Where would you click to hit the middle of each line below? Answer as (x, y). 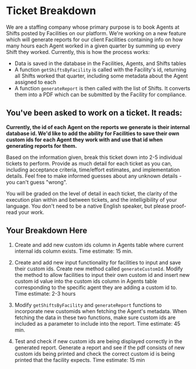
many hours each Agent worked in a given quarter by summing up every (93, 46)
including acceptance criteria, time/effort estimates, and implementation (93, 170)
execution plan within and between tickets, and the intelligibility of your (92, 199)
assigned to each (35, 82)
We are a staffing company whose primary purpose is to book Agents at (93, 27)
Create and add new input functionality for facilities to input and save (98, 262)
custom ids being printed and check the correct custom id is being (95, 354)
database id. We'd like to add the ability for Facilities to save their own (93, 133)
